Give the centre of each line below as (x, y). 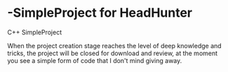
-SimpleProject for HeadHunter (100, 13)
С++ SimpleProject (34, 32)
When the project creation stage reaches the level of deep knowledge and (115, 45)
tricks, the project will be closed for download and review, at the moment (113, 53)
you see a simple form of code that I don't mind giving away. (95, 60)
